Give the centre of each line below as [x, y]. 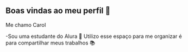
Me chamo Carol [26, 25]
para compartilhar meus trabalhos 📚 [50, 43]
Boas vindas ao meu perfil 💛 [58, 11]
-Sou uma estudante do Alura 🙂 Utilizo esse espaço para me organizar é [94, 36]
